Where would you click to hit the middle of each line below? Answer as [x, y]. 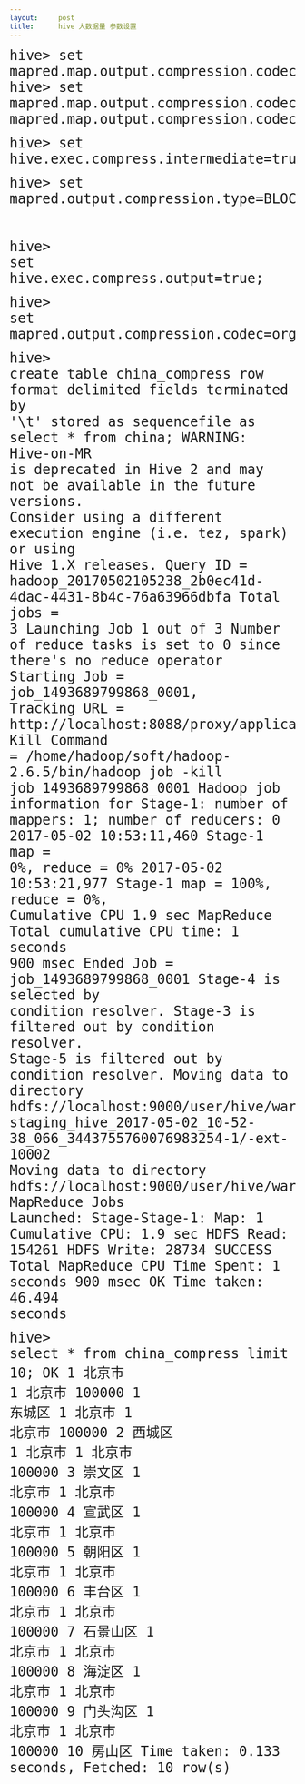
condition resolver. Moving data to [149, 1074]
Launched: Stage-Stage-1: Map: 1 [137, 1218]
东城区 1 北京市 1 [71, 1412]
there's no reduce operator [116, 660]
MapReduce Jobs [67, 1202]
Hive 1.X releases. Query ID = [128, 565]
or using [42, 549]
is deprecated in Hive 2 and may [137, 469]
